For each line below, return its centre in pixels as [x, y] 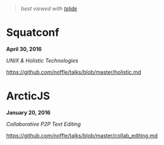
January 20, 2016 [28, 112]
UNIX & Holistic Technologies [42, 60]
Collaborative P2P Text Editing [44, 124]
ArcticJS [28, 96]
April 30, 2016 [24, 49]
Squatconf [33, 33]
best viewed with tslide [49, 9]
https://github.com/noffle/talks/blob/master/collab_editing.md [82, 135]
